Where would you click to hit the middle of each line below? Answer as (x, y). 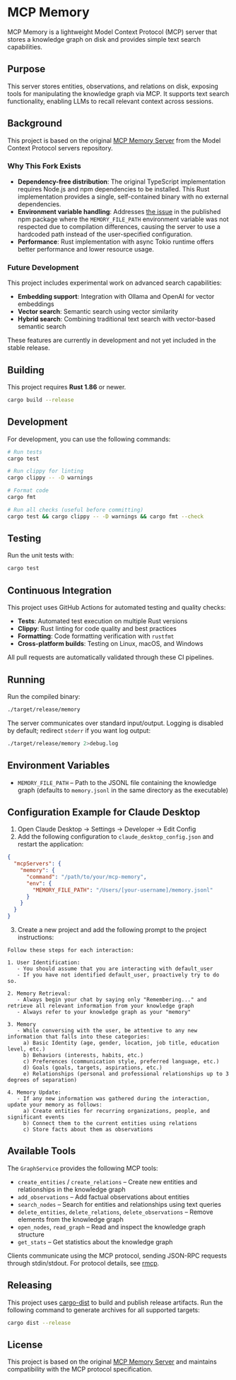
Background (35, 123)
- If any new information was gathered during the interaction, (113, 1099)
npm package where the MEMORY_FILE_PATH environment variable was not (123, 219)
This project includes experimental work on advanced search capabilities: (115, 283)
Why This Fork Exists (44, 166)
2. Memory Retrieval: (39, 993)
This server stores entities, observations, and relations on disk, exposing (113, 86)
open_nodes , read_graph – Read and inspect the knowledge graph (112, 1227)
